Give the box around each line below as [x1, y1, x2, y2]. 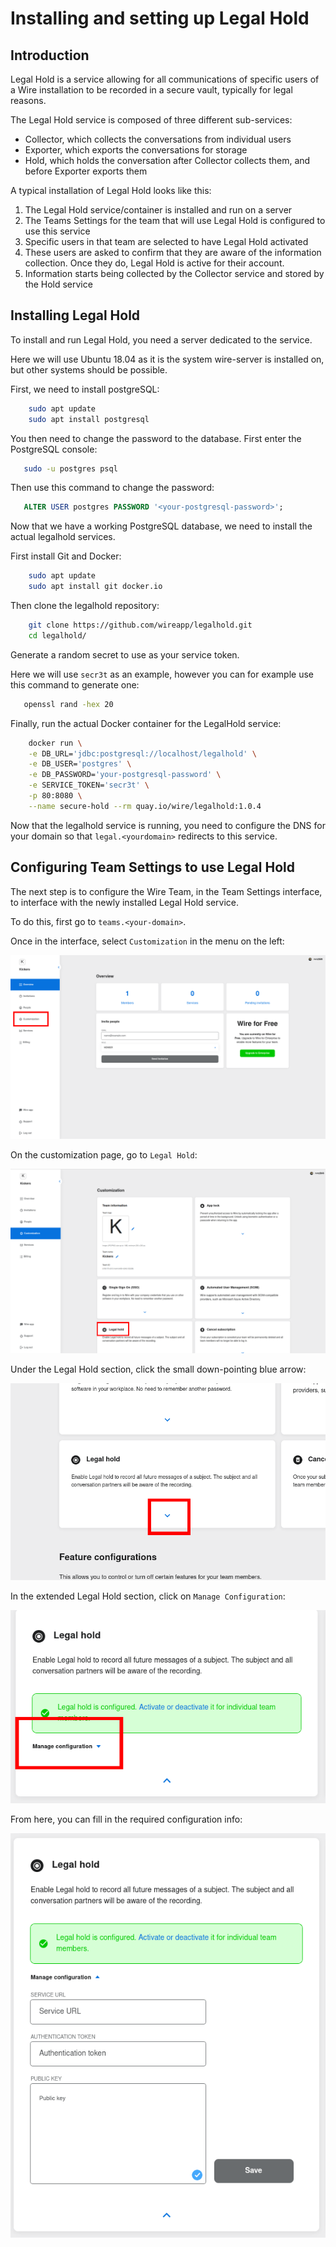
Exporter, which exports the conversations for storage [24, 144, 248, 156]
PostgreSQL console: [10, 443, 98, 455]
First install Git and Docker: [10, 550, 122, 562]
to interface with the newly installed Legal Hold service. [10, 896, 240, 908]
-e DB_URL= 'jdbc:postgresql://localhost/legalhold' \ [28, 748, 257, 759]
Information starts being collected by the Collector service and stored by [24, 268, 325, 279]
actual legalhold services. [10, 531, 116, 543]
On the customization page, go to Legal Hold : [10, 1148, 198, 1161]
